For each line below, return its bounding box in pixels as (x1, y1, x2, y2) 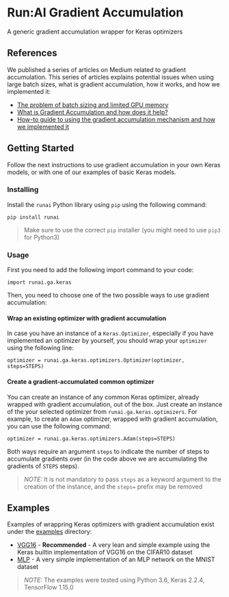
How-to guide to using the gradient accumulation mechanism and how (16, 115, 215, 123)
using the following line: (7, 344, 74, 352)
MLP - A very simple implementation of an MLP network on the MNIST (16, 555, 215, 563)
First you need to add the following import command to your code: (7, 266, 194, 274)
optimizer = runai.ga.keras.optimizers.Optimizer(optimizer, (7, 357, 185, 364)
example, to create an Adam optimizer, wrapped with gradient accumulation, (7, 415, 218, 423)
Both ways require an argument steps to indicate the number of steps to (7, 447, 210, 455)
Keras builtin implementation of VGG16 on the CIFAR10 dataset (16, 548, 193, 557)
